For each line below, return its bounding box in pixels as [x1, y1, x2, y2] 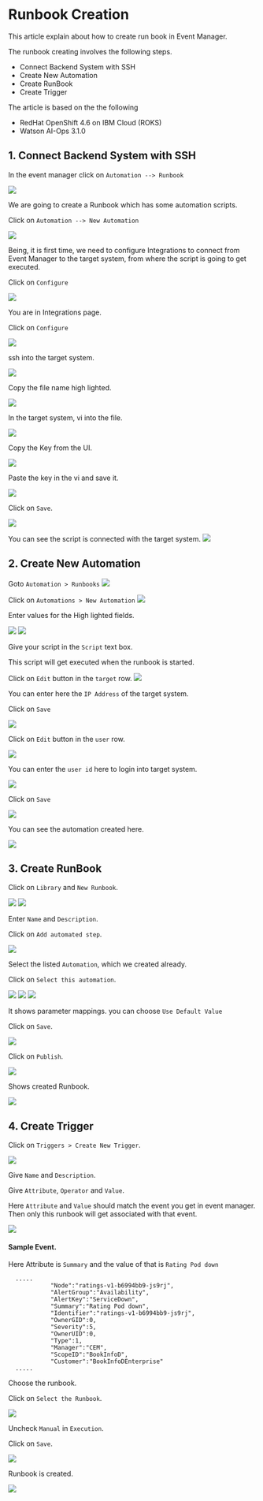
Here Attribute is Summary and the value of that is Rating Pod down [8, 1260, 219, 1269]
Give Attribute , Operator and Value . [8, 1186, 124, 1195]
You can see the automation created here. [8, 824, 144, 833]
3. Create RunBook [8, 862, 102, 875]
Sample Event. [8, 1242, 57, 1251]
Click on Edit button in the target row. [8, 673, 132, 683]
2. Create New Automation [8, 557, 141, 571]
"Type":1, [50, 1337, 83, 1345]
